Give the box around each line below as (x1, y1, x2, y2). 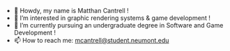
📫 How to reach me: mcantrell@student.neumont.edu (13, 37, 169, 44)
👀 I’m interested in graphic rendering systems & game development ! (13, 14, 210, 22)
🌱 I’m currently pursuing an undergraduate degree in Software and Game (13, 21, 224, 29)
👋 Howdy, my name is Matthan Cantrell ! (13, 7, 129, 14)
